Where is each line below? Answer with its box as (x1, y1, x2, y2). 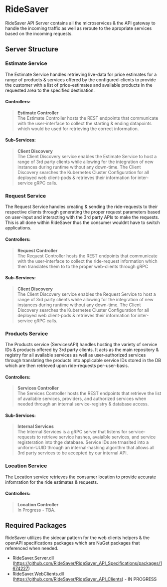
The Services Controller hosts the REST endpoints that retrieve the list (17, 391, 162, 396)
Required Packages (5, 521, 67, 530)
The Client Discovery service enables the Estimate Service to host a (17, 154, 157, 160)
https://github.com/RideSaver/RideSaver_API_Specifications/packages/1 (14, 560, 162, 566)
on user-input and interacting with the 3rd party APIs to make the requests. (5, 214, 160, 220)
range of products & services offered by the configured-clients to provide (5, 76, 156, 83)
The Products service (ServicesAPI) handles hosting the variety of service (5, 342, 158, 348)
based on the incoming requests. (5, 30, 73, 36)
